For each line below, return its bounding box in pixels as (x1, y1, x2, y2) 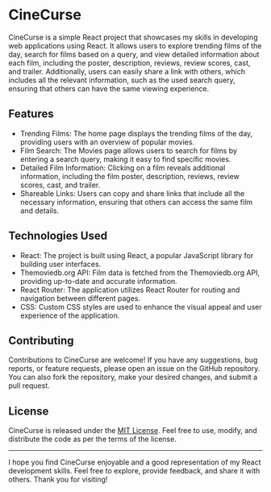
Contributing (8, 333, 74, 348)
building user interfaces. (19, 259, 102, 269)
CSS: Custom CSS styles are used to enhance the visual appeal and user (19, 302, 262, 311)
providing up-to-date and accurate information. (19, 276, 177, 286)
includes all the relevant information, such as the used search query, (8, 75, 236, 85)
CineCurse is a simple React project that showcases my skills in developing (8, 32, 258, 42)
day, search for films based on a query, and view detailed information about (8, 49, 260, 59)
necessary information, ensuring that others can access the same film (19, 197, 253, 206)
